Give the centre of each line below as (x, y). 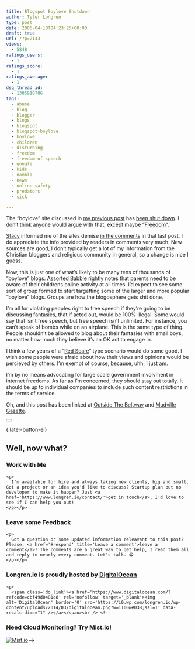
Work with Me (26, 464)
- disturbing (27, 148)
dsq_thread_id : (25, 88)
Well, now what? (37, 448)
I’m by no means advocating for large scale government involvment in (90, 375)
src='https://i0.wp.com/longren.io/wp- (133, 602)
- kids (19, 170)
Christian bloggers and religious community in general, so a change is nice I (97, 255)
